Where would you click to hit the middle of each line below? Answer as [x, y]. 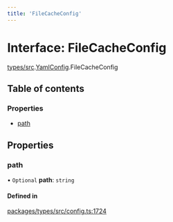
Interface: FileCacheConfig [87, 47]
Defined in [22, 196]
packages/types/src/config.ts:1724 [57, 211]
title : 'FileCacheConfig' [44, 13]
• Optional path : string [41, 180]
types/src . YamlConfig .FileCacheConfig [63, 67]
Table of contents [46, 88]
